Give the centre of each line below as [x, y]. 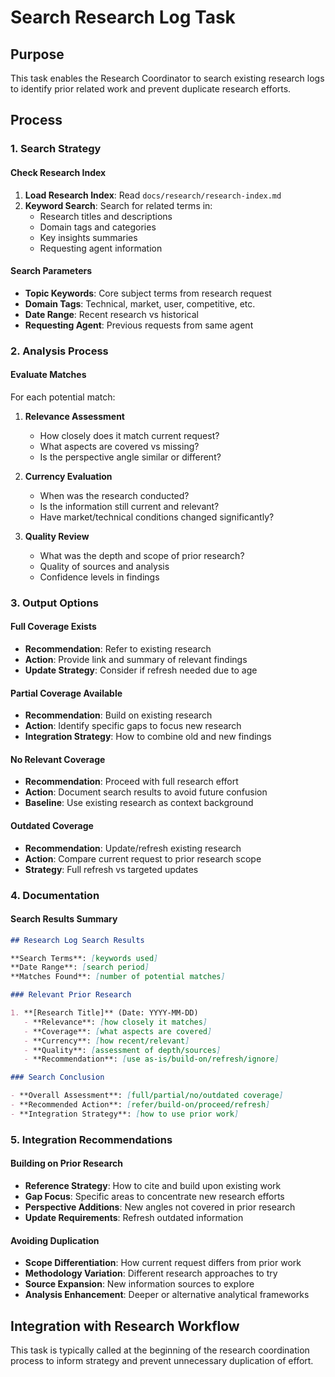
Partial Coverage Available [66, 693]
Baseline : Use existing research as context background [139, 803]
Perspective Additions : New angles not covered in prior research [160, 1207]
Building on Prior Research [67, 1163]
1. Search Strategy [56, 149]
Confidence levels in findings [99, 577]
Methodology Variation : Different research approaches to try [151, 1273]
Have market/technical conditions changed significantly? [157, 517]
